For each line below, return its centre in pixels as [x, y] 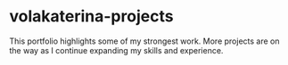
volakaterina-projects [91, 16]
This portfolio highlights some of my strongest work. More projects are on [144, 41]
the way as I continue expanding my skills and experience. [116, 50]
